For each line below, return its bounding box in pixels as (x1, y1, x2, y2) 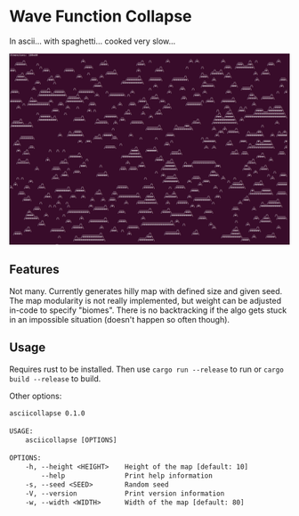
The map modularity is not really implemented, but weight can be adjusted (9, 295, 282, 306)
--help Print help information (41, 471, 214, 480)
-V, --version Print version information (25, 488, 225, 498)
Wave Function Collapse (9, 6, 193, 27)
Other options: (9, 390, 62, 401)
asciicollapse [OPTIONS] (25, 435, 117, 445)
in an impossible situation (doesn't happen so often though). (9, 314, 230, 324)
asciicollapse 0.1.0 (9, 408, 86, 418)
